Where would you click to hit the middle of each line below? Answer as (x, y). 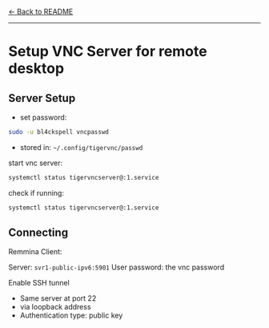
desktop (36, 69)
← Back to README (41, 12)
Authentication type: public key (71, 315)
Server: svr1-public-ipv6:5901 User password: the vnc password (116, 267)
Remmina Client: (35, 252)
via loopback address (55, 307)
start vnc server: (36, 163)
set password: (43, 117)
